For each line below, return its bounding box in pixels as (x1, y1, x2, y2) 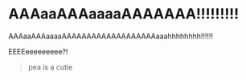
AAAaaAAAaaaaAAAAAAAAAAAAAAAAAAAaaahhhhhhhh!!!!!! (8, 31, 214, 41)
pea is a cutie (27, 62, 73, 72)
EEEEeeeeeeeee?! (8, 46, 68, 56)
